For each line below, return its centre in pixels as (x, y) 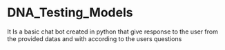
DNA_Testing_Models (70, 13)
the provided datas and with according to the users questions (95, 38)
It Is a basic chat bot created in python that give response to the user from (113, 32)
